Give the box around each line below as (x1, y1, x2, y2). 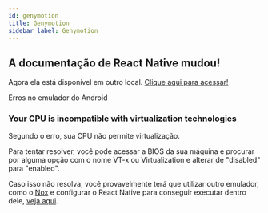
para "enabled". (8, 163, 60, 173)
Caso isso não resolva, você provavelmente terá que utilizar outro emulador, (8, 179, 259, 189)
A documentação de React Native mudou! (8, 56, 221, 70)
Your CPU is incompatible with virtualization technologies (8, 113, 238, 124)
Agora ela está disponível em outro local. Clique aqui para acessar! (8, 78, 229, 87)
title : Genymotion (8, 19, 70, 27)
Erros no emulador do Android (8, 93, 108, 102)
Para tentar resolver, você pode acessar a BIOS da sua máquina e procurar (8, 147, 255, 156)
